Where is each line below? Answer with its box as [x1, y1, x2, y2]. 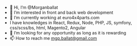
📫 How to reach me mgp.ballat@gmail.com [9, 35, 97, 41]
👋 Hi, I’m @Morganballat [9, 5, 58, 10]
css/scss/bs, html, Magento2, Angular [9, 25, 86, 31]
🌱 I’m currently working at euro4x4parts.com [9, 15, 100, 20]
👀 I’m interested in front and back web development [9, 10, 113, 15]
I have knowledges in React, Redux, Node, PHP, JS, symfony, [9, 20, 132, 25]
